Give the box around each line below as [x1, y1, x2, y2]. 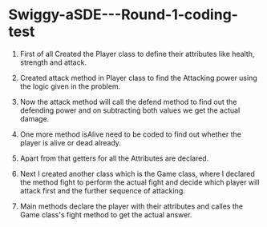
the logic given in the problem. [19, 82, 121, 91]
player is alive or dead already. [19, 137, 122, 147]
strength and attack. [19, 58, 87, 67]
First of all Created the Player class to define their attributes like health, [19, 49, 255, 58]
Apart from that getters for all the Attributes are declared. [19, 153, 209, 163]
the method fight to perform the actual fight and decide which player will [19, 177, 260, 187]
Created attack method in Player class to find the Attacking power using [19, 73, 258, 82]
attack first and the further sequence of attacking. [19, 185, 186, 195]
